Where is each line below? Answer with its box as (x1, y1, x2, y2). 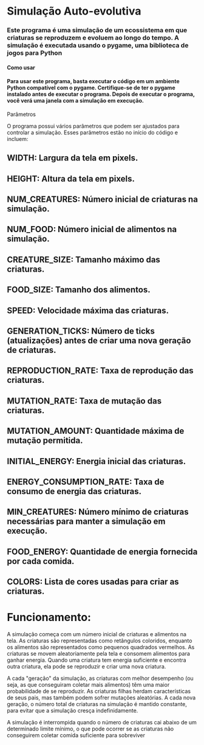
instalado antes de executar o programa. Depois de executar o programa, (7, 91, 195, 98)
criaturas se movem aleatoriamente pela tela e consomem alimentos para (7, 650, 191, 657)
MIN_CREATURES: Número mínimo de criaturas (7, 507, 189, 517)
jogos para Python (7, 49, 63, 57)
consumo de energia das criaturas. (7, 486, 142, 496)
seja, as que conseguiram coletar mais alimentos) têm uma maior (7, 681, 170, 688)
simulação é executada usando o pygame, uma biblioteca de (7, 41, 189, 50)
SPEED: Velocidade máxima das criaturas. (7, 305, 169, 315)
